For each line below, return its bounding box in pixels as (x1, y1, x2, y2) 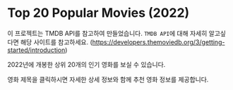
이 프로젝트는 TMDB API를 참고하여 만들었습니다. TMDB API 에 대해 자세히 (7, 29, 208, 37)
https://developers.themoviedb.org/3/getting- (92, 37, 225, 46)
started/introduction (7, 46, 66, 54)
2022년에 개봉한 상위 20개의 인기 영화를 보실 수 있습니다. (7, 60, 166, 68)
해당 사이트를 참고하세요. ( (20, 37, 93, 46)
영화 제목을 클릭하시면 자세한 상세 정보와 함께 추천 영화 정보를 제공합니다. (7, 75, 209, 84)
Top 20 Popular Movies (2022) (7, 5, 190, 21)
